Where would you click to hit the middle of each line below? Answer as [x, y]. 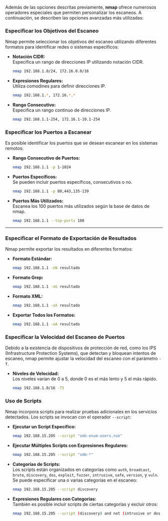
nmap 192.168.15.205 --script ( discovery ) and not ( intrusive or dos [86, 513]
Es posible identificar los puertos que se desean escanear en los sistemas [81, 143]
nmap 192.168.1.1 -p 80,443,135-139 [50, 191]
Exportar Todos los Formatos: [44, 315]
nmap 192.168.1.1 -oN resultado [46, 268]
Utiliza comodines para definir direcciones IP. [59, 86]
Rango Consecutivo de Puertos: [46, 158]
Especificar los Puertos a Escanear [48, 132]
